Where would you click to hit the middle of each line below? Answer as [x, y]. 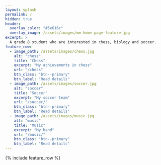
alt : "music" [28, 121]
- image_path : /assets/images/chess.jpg [52, 51]
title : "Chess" [30, 61]
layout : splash [21, 10]
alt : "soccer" [29, 88]
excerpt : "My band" [34, 130]
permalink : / [19, 14]
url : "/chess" [29, 70]
